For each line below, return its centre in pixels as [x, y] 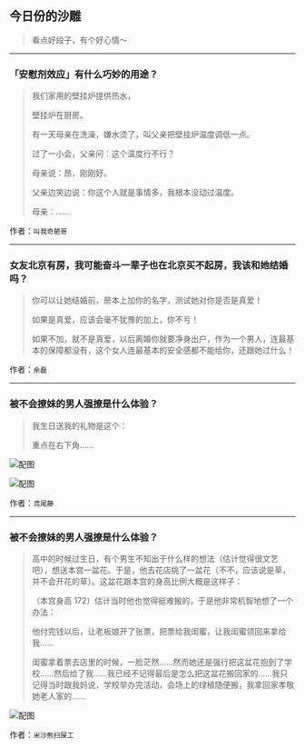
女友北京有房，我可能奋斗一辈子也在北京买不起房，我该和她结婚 [149, 265]
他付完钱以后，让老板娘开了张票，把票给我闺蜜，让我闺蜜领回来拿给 [159, 631]
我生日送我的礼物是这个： [79, 425]
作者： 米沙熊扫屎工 [42, 735]
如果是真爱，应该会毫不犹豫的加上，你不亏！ [115, 320]
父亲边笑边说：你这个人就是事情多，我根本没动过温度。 [135, 193]
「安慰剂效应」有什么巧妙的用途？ [84, 74]
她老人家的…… [59, 696]
